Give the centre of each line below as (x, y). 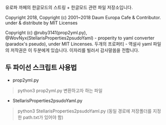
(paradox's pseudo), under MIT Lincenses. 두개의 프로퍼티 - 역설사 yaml (79, 44)
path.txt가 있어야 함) (43, 117)
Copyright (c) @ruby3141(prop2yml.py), (46, 33)
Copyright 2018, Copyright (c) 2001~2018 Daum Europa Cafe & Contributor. (83, 17)
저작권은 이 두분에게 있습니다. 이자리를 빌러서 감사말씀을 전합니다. (75, 50)
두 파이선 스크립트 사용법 (41, 68)
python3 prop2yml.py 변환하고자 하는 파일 (60, 90)
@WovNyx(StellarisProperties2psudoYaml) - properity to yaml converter (80, 38)
